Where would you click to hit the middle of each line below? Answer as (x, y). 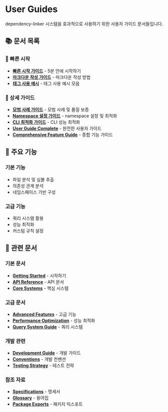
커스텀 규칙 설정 (28, 231)
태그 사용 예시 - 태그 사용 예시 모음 (46, 83)
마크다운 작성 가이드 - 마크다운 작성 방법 (51, 77)
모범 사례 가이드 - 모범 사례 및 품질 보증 (51, 110)
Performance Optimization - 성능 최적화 (54, 321)
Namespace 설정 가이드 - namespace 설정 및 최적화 (65, 116)
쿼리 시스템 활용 (28, 218)
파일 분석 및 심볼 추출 (33, 179)
